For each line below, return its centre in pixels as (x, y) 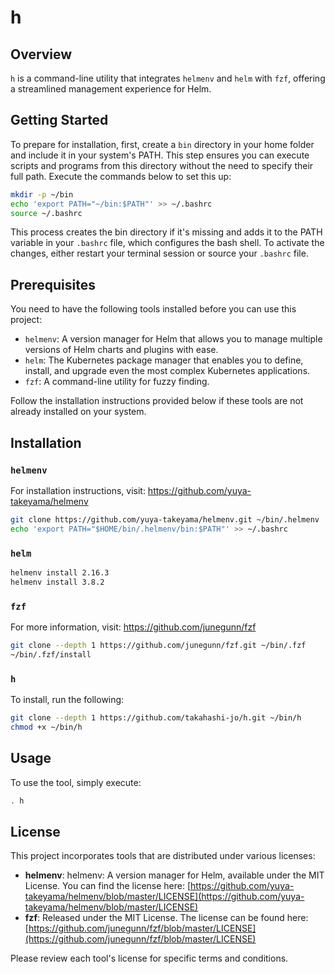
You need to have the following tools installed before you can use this (153, 309)
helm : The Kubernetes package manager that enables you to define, (164, 360)
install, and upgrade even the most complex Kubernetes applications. (167, 371)
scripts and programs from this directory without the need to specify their (162, 165)
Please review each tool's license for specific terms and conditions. (149, 958)
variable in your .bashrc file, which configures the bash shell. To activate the (167, 243)
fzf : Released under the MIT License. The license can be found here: (166, 918)
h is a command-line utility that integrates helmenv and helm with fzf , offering (168, 78)
